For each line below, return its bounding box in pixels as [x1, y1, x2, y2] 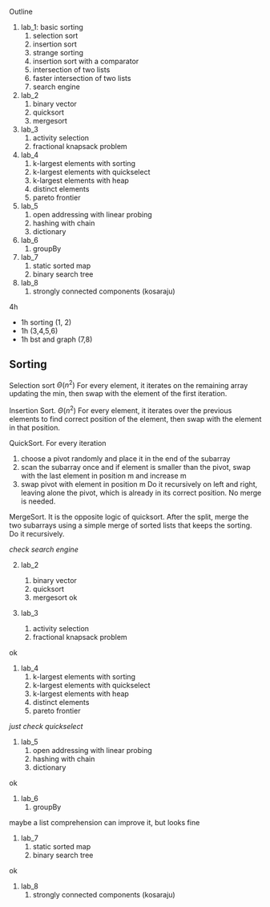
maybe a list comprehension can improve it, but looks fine [9, 818, 200, 828]
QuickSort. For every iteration [9, 439, 107, 448]
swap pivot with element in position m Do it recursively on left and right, [20, 480, 258, 489]
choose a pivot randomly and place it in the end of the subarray [20, 454, 231, 464]
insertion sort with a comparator [32, 56, 139, 66]
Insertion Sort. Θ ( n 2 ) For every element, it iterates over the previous [9, 404, 232, 415]
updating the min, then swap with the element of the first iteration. [9, 389, 228, 399]
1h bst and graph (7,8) [20, 334, 93, 344]
